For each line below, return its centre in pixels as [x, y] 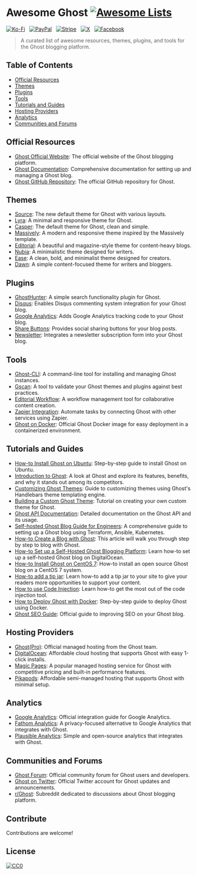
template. [26, 239]
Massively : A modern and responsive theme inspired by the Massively [99, 233]
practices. [27, 393]
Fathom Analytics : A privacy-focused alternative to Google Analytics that [103, 723]
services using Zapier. [41, 418]
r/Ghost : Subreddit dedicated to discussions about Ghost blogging [95, 794]
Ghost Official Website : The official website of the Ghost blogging [94, 156]
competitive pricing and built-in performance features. [80, 672]
